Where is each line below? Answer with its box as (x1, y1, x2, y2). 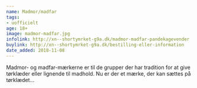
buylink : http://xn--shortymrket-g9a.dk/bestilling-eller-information (6, 42, 185, 48)
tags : (6, 14, 20, 20)
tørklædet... (6, 76, 34, 83)
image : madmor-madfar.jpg (6, 31, 70, 37)
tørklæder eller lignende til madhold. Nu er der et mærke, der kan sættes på (6, 70, 191, 77)
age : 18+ (6, 25, 28, 32)
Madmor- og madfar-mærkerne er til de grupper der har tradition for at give (6, 64, 191, 71)
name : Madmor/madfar (6, 8, 58, 15)
